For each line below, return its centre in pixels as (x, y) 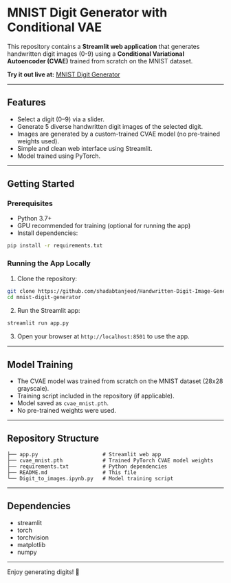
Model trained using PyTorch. (59, 156)
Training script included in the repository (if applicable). (96, 396)
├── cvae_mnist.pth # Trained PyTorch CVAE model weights (110, 460)
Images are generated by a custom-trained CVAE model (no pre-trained (119, 134)
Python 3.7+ (34, 218)
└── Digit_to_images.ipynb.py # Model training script (90, 478)
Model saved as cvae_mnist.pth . (63, 403)
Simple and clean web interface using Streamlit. (85, 148)
